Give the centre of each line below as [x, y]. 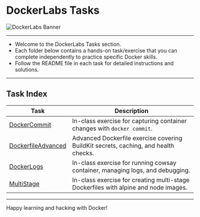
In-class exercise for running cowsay [124, 163]
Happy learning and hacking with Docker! [57, 207]
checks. [83, 153]
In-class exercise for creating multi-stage [131, 180]
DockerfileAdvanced [38, 145]
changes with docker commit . [112, 128]
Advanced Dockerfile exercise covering [127, 138]
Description [132, 111]
